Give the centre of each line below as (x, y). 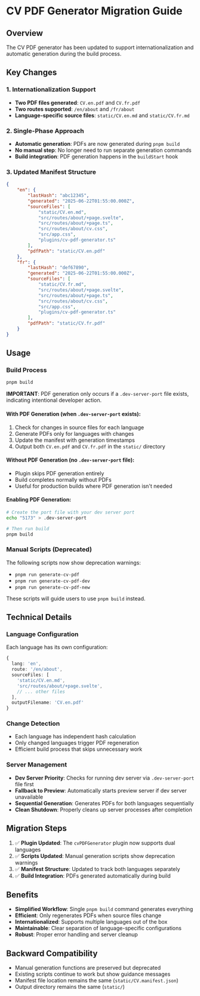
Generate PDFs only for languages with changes (74, 433)
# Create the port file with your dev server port (70, 512)
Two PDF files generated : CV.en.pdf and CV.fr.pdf (77, 102)
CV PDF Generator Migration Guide (95, 11)
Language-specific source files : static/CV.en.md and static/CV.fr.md (102, 115)
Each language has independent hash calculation (75, 737)
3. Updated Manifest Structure (51, 172)
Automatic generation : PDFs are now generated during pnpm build (97, 143)
